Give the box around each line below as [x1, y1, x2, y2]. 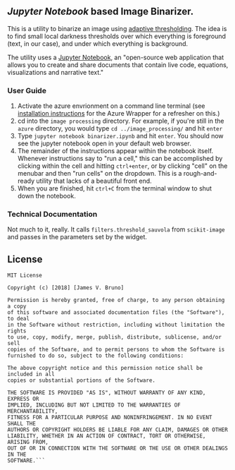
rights [7, 327, 27, 335]
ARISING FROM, [7, 439, 49, 446]
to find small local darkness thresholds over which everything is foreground [7, 32, 227, 40]
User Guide [7, 85, 47, 95]
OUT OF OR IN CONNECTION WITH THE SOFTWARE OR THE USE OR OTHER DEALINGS [7, 445, 229, 452]
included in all [7, 370, 55, 378]
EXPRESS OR [7, 395, 39, 403]
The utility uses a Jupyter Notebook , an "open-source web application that [7, 53, 224, 61]
